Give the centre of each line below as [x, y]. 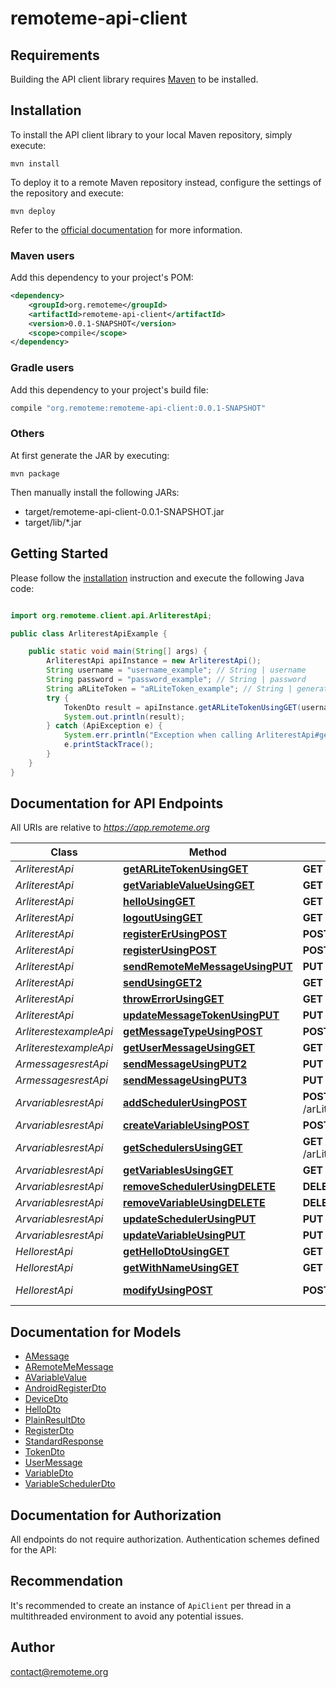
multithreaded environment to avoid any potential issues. [127, 1616]
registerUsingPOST [170, 950]
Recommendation [66, 1581]
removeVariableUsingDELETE [194, 1203]
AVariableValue [56, 1378]
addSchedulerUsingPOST [185, 1103]
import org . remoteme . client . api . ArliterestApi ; [111, 615]
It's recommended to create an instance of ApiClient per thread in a [151, 1605]
